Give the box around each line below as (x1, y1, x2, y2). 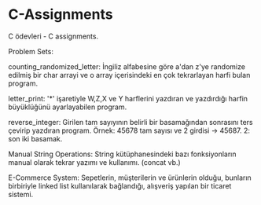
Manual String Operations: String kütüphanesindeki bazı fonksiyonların (8, 149, 237, 159)
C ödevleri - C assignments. (8, 31, 99, 41)
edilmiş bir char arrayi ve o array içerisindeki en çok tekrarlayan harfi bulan (8, 70, 251, 79)
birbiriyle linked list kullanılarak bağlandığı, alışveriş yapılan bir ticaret (8, 181, 232, 190)
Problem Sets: (8, 46, 53, 56)
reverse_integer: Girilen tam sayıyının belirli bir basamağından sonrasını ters (8, 117, 253, 126)
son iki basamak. (8, 134, 63, 143)
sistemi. (8, 189, 34, 199)
